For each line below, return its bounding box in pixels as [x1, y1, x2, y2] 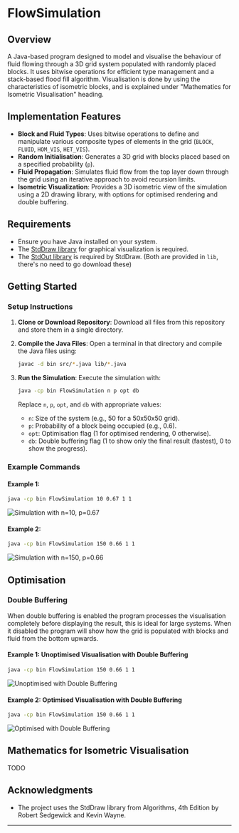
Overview [7, 33, 52, 46]
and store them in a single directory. [17, 325, 124, 334]
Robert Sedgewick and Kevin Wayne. [17, 810, 127, 819]
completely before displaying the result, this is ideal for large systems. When [7, 619, 232, 627]
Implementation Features [7, 110, 122, 122]
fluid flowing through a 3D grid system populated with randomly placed [7, 60, 216, 68]
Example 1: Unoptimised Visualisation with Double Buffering [7, 650, 188, 659]
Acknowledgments [7, 785, 94, 797]
